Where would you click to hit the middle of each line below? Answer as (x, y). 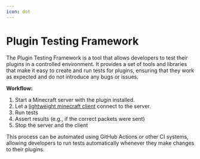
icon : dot (19, 12)
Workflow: (19, 88)
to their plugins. (25, 149)
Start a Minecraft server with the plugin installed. (75, 99)
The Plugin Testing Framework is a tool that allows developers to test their (97, 58)
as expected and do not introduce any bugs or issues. (73, 77)
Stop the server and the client (51, 125)
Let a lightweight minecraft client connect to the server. (83, 106)
